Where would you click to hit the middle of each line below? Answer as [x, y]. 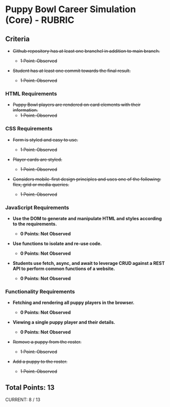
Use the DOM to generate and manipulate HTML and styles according [87, 218]
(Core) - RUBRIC [40, 20]
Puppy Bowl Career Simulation [71, 9]
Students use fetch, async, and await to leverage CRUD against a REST [89, 263]
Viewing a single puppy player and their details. [64, 322]
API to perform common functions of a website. [64, 268]
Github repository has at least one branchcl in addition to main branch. [86, 51]
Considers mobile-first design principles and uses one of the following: [87, 179]
